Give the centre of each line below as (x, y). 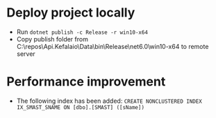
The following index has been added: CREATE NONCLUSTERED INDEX (109, 101)
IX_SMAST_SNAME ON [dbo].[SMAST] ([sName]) (81, 107)
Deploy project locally (71, 13)
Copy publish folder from (52, 39)
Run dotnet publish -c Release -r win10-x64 (82, 32)
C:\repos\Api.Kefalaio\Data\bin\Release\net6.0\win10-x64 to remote (113, 46)
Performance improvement (86, 82)
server (26, 54)
